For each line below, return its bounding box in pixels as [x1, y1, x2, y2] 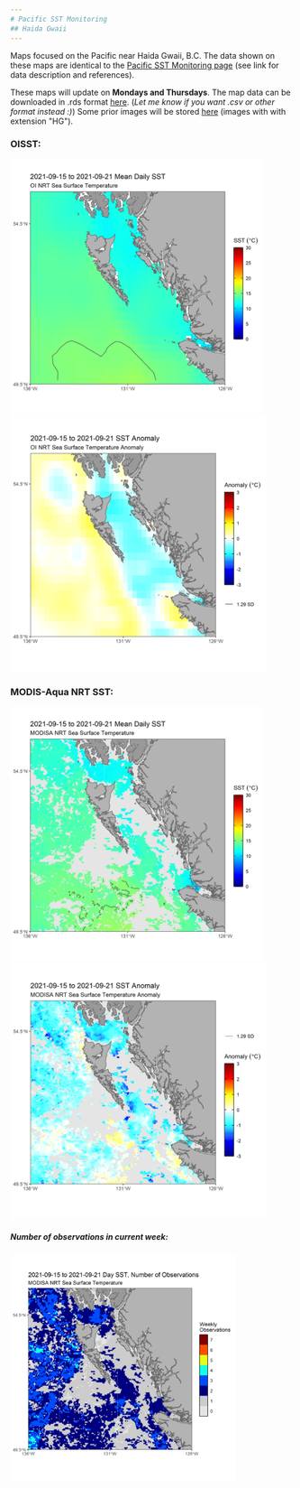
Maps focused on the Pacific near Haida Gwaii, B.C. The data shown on [10, 50, 276, 60]
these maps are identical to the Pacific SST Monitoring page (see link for [10, 60, 279, 70]
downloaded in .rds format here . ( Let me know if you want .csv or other [10, 96, 276, 107]
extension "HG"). [10, 116, 74, 126]
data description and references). [10, 69, 134, 80]
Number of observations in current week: [10, 1231, 169, 1242]
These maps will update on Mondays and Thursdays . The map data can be [10, 87, 291, 98]
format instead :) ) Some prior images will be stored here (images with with [10, 106, 286, 116]
